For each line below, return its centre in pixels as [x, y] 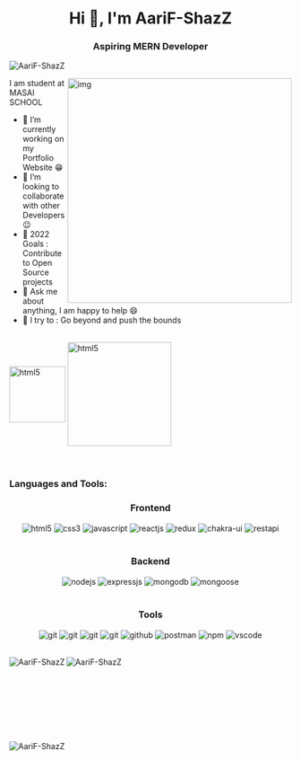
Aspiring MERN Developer [150, 47]
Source [35, 272]
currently [39, 129]
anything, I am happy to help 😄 [80, 311]
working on [43, 139]
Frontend [150, 508]
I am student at [37, 84]
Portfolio [38, 158]
